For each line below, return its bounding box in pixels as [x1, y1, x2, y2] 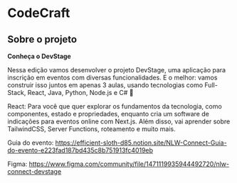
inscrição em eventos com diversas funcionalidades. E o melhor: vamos [7, 73, 218, 82]
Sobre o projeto [7, 33, 77, 45]
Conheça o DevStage [7, 52, 71, 60]
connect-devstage [7, 167, 62, 175]
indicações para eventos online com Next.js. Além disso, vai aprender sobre [7, 117, 231, 126]
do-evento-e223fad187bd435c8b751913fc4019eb [7, 146, 154, 154]
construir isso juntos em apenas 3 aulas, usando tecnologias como [7, 81, 204, 89]
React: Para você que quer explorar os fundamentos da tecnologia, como [7, 102, 222, 111]
